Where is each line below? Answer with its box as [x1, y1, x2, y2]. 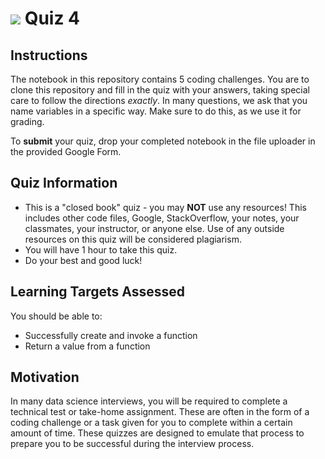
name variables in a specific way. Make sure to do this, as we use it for [10, 105, 302, 117]
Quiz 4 [24, 7, 81, 30]
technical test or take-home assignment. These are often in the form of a [10, 406, 310, 418]
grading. [10, 116, 45, 127]
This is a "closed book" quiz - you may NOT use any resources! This [24, 201, 307, 213]
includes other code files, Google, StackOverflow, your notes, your [24, 212, 300, 224]
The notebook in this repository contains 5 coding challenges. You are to [10, 73, 310, 85]
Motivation [10, 369, 80, 386]
